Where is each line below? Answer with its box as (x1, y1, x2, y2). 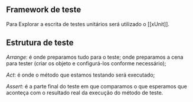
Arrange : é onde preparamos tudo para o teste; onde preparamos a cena (6, 53, 184, 60)
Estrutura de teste (6, 38, 74, 48)
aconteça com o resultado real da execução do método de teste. (6, 89, 163, 96)
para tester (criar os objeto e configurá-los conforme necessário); (6, 59, 166, 67)
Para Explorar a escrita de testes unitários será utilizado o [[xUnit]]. (6, 20, 170, 27)
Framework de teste (6, 5, 81, 15)
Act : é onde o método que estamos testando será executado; (6, 71, 155, 78)
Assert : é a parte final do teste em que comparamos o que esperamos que (6, 82, 187, 90)
